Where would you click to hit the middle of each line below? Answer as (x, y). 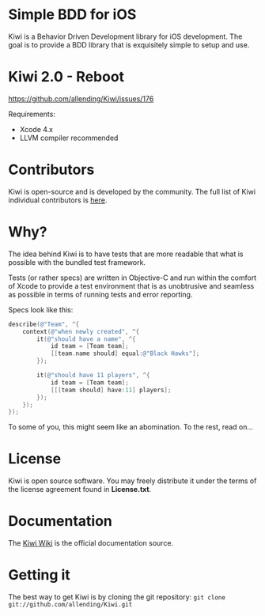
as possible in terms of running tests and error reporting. (100, 294)
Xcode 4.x (36, 129)
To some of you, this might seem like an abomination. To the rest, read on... (131, 427)
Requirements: (32, 114)
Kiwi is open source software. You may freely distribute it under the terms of (132, 481)
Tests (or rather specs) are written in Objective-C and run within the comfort (132, 278)
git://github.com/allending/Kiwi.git (70, 605)
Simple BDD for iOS (72, 15)
